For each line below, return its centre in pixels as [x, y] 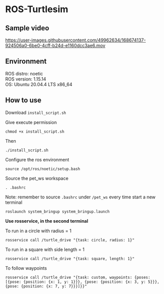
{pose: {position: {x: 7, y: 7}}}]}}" [46, 286]
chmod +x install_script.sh [35, 132]
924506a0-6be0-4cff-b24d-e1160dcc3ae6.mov [55, 46]
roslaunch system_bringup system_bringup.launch [57, 212]
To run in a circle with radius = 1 [38, 231]
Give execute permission [31, 122]
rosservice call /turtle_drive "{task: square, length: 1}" [70, 259]
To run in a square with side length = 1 [45, 249]
